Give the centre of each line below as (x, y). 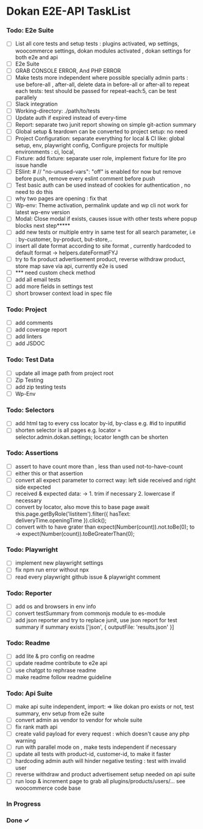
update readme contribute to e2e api (61, 663)
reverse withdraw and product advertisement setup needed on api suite (105, 775)
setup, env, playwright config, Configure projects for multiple (92, 146)
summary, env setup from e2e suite (60, 713)
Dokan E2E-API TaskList (69, 11)
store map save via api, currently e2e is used (71, 266)
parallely (26, 97)
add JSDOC (30, 343)
